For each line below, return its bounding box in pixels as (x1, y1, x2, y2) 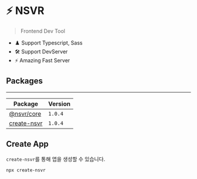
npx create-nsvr (6, 167, 46, 173)
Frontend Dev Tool (20, 27, 66, 35)
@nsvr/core (9, 109, 42, 117)
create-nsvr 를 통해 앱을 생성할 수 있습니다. (6, 156, 106, 163)
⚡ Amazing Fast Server (14, 56, 70, 64)
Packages (6, 76, 43, 86)
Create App (6, 139, 49, 149)
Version (48, 100, 71, 108)
